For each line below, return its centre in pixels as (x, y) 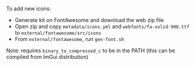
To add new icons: (29, 9)
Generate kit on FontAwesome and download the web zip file (89, 20)
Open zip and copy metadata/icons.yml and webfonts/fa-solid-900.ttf (102, 26)
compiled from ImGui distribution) (47, 57)
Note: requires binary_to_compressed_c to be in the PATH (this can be (91, 51)
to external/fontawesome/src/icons (58, 33)
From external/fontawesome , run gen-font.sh (69, 39)
